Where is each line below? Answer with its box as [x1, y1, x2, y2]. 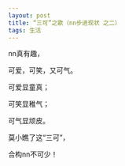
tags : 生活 [8, 26, 42, 34]
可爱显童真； [8, 82, 50, 92]
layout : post [8, 11, 51, 20]
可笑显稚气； [8, 100, 50, 109]
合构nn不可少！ [8, 149, 58, 159]
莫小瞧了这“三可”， [8, 133, 70, 142]
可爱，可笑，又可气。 [8, 66, 77, 75]
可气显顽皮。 [8, 116, 50, 126]
